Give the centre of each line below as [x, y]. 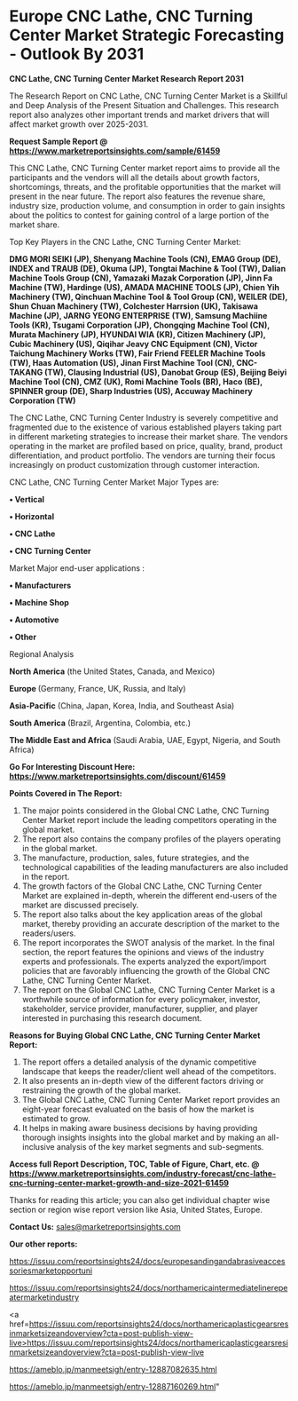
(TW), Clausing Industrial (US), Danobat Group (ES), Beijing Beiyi [165, 372]
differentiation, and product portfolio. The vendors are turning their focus [142, 455]
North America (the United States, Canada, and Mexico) [112, 671]
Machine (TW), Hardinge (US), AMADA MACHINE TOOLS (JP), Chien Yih [144, 287]
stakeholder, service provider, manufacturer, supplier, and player [140, 1009]
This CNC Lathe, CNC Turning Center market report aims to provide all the [145, 168]
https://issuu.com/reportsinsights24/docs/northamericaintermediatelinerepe [149, 1287]
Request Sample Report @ [59, 141]
